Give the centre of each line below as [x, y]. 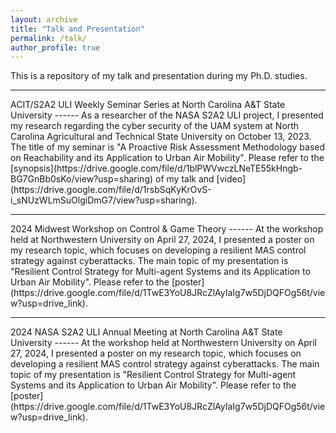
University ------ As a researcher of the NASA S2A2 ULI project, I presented [167, 115]
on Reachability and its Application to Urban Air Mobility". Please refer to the [167, 158]
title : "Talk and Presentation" [77, 29]
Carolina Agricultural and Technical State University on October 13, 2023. [161, 137]
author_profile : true [55, 47]
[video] [231, 179]
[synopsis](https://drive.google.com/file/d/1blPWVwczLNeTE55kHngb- [156, 168]
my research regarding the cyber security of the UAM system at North [155, 126]
